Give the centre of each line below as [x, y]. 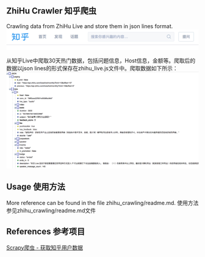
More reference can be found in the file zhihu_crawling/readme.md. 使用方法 [103, 203]
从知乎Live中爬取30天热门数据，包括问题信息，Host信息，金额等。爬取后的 [101, 61]
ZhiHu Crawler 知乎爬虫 [52, 11]
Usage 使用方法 [36, 187]
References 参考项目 [46, 232]
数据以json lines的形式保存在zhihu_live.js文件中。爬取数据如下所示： [92, 69]
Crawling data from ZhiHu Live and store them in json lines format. [90, 26]
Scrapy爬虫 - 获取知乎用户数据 [45, 247]
